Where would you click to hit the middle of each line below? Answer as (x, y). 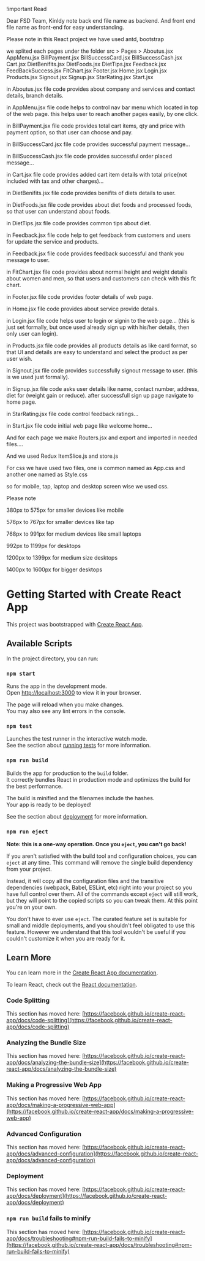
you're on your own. (32, 907)
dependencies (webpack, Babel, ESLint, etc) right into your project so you (99, 887)
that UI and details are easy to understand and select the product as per (97, 352)
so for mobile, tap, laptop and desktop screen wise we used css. (88, 486)
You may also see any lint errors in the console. (66, 711)
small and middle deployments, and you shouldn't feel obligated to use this (101, 925)
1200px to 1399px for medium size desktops (62, 557)
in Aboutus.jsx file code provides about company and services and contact (101, 89)
